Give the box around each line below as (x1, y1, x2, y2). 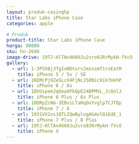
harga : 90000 (6, 43, 40, 49)
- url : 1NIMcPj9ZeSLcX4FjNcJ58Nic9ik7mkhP (12, 77, 122, 83)
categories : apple (6, 20, 53, 26)
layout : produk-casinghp (6, 9, 70, 15)
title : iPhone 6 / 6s (17, 83, 72, 89)
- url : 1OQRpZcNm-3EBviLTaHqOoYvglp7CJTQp (12, 100, 122, 106)
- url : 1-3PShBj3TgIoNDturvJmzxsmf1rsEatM (12, 66, 122, 72)
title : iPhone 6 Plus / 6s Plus (17, 94, 100, 100)
